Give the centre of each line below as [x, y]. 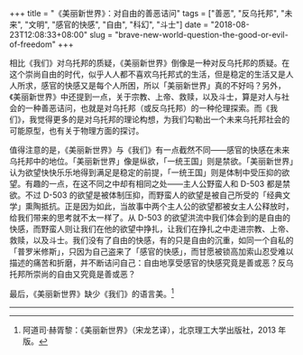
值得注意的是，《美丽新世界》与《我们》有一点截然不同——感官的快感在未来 [150, 150]
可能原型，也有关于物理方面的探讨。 [77, 131]
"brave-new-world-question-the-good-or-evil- [202, 35]
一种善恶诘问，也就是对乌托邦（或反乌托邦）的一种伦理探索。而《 [147, 108]
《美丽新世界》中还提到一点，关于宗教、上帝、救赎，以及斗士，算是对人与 [146, 97]
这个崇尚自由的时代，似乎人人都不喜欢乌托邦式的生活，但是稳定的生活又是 [147, 74]
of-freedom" [32, 44]
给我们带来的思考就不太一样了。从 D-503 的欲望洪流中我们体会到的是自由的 [150, 218]
